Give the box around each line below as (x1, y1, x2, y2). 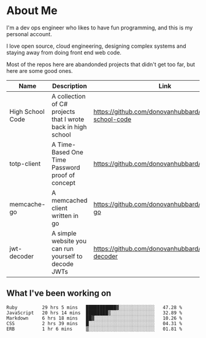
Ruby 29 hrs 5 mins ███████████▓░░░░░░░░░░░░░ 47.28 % (6, 304, 183, 310)
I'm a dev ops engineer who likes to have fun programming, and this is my (6, 24, 193, 31)
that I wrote (51, 115, 85, 123)
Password (51, 163, 80, 171)
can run (51, 244, 74, 253)
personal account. (6, 30, 52, 37)
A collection (51, 92, 86, 100)
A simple (51, 229, 77, 238)
